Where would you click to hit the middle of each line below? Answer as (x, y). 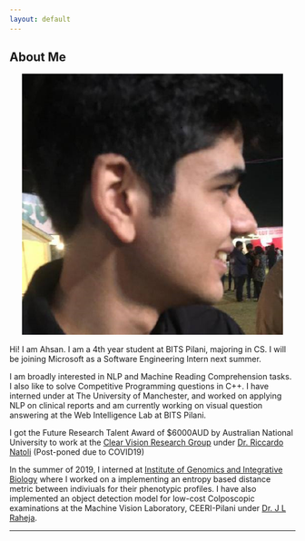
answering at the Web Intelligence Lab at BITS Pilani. (108, 415)
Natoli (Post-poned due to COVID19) (77, 452)
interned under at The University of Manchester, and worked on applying (146, 396)
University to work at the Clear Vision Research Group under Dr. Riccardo (147, 443)
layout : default (40, 19)
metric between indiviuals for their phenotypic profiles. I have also (133, 489)
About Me (38, 58)
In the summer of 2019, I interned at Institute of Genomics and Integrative (146, 470)
